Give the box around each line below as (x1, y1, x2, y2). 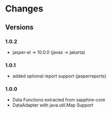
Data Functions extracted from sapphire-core (12, 97, 106, 103)
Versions (5, 23, 34, 31)
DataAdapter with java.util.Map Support (12, 102, 94, 108)
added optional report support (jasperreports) (12, 73, 107, 79)
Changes (5, 3, 43, 14)
